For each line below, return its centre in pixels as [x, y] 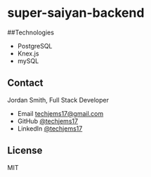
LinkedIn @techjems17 [50, 129]
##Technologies [31, 32]
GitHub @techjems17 [48, 121]
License [25, 151]
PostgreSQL [35, 46]
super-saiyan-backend [76, 13]
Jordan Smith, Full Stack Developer [58, 100]
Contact [25, 83]
